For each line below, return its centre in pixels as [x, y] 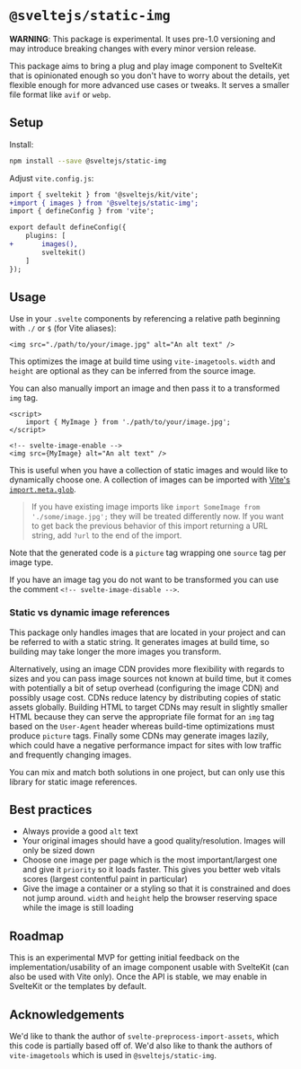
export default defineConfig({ [68, 227]
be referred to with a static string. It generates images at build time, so [139, 641]
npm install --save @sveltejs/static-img [88, 161]
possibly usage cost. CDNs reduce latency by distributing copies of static [145, 697]
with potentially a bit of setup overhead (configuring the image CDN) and [144, 688]
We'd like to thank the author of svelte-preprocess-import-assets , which [144, 1037]
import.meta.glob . [43, 490]
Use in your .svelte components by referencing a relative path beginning [145, 319]
